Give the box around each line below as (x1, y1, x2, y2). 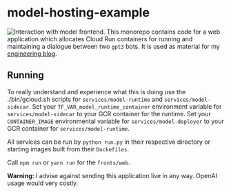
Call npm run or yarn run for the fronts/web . (7, 158, 130, 166)
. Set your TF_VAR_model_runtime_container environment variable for (28, 102, 222, 111)
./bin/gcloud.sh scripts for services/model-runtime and (7, 95, 163, 103)
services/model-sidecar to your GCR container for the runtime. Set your (7, 109, 212, 118)
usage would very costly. (7, 179, 79, 187)
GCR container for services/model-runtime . (7, 124, 130, 132)
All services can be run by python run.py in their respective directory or (7, 138, 211, 146)
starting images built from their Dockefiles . (7, 144, 130, 153)
